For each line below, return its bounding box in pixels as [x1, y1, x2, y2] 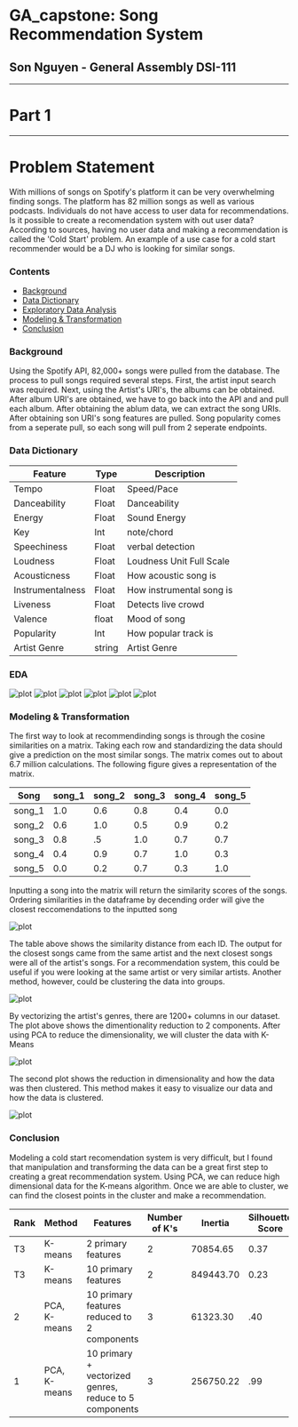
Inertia [200, 1216, 230, 1229]
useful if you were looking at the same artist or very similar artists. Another [9, 966, 282, 978]
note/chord [127, 525, 174, 538]
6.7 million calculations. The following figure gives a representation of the [9, 759, 278, 770]
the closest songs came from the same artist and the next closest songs [9, 948, 273, 958]
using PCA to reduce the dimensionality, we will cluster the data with [9, 1030, 260, 1040]
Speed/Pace [127, 482, 179, 494]
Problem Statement [9, 157, 155, 178]
